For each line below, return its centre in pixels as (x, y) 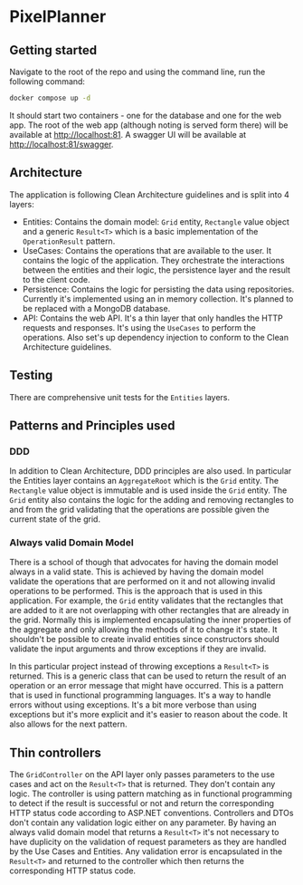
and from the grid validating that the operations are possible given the (139, 510)
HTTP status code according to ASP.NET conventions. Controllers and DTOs (151, 813)
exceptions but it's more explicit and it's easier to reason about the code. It (148, 715)
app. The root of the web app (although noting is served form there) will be (149, 125)
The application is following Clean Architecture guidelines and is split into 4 (149, 194)
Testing (31, 375)
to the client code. (56, 279)
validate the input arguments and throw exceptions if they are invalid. (138, 649)
